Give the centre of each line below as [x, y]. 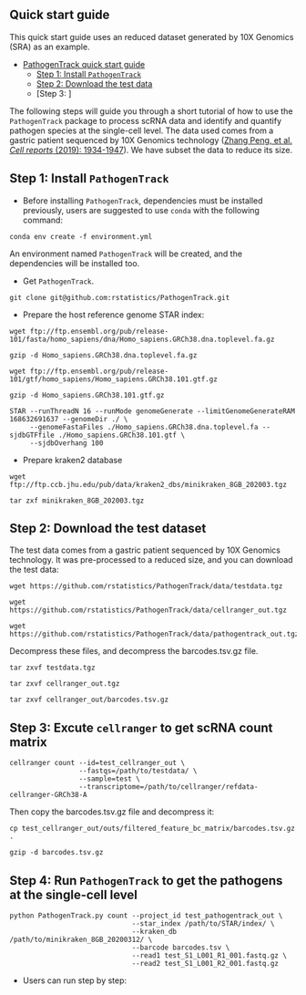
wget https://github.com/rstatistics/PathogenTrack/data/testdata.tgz [146, 586]
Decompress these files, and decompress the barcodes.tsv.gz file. [134, 651]
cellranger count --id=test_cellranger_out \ [97, 763]
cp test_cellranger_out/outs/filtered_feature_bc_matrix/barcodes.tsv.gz [153, 829]
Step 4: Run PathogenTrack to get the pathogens [146, 881]
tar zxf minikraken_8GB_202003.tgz [77, 501]
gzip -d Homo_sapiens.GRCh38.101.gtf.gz [87, 395]
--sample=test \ [110, 779]
